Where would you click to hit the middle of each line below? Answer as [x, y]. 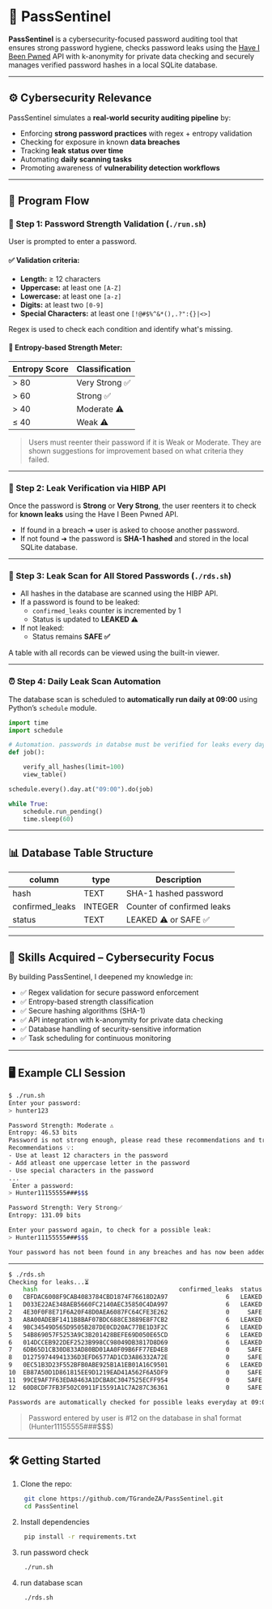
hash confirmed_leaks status [143, 1289]
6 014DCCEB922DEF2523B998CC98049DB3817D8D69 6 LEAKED [136, 1342]
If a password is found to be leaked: [80, 602]
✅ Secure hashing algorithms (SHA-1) [83, 1011]
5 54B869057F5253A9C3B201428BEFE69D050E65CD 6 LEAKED [136, 1335]
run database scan [51, 1582]
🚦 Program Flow [49, 201]
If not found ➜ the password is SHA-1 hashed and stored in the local [134, 539]
